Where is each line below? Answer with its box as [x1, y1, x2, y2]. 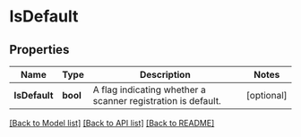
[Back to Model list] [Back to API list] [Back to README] [9, 118, 215, 128]
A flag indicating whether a [92, 83, 206, 96]
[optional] [245, 90, 288, 101]
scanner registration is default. [92, 95, 221, 107]
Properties [9, 42, 70, 57]
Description [139, 69, 191, 81]
